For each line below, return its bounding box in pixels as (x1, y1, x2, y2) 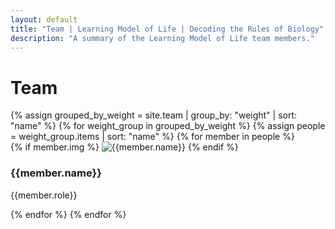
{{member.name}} (10, 166, 102, 180)
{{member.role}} (10, 189, 78, 201)
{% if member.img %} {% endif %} (10, 141, 239, 153)
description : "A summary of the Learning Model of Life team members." (10, 33, 315, 43)
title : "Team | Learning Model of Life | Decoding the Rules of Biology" (10, 24, 325, 34)
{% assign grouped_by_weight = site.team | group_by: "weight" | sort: (10, 109, 298, 121)
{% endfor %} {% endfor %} (10, 208, 127, 220)
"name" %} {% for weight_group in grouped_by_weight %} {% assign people (10, 120, 326, 132)
